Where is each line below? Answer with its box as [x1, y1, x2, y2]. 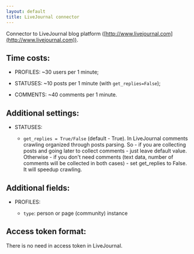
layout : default [6, 8, 46, 15]
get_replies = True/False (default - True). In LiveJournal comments [23, 135, 188, 142]
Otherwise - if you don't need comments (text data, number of [23, 154, 174, 161]
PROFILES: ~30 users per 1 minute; [14, 68, 99, 76]
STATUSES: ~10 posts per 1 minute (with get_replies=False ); [14, 80, 161, 87]
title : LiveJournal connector [6, 14, 80, 20]
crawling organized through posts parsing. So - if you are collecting [23, 141, 186, 148]
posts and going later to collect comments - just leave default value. [23, 147, 187, 155]
